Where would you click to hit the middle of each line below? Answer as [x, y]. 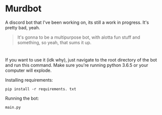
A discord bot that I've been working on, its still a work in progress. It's [77, 22]
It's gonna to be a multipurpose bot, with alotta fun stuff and [79, 37]
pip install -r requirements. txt [41, 89]
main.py [13, 108]
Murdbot [23, 9]
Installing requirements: [29, 80]
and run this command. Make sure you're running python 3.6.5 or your [77, 65]
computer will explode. [28, 70]
